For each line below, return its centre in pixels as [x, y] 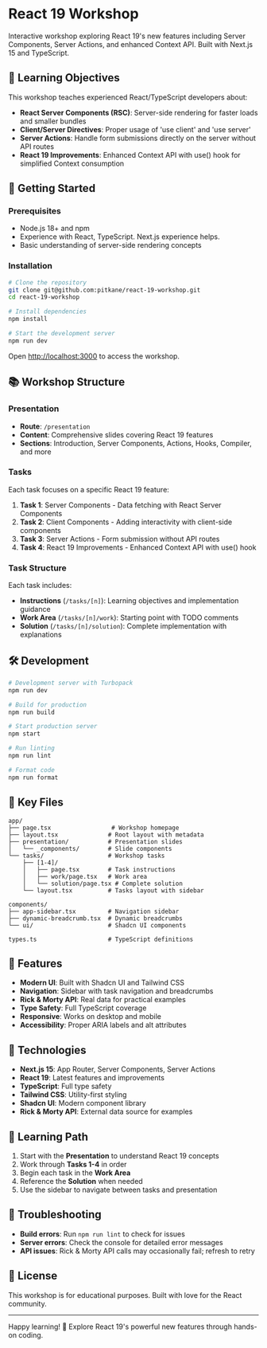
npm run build [32, 712]
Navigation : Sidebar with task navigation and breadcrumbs [116, 991]
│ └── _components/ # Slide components [90, 848]
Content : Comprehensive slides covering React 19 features [116, 434]
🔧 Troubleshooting [55, 1215]
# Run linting [32, 748]
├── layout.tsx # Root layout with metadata [106, 835]
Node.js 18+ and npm [54, 229]
